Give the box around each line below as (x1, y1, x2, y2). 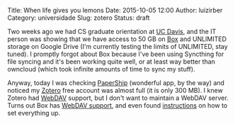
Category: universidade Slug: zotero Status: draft (7, 13, 150, 22)
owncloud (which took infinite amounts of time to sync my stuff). (7, 65, 196, 73)
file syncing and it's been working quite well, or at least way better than (7, 57, 216, 66)
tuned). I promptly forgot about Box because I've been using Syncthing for (7, 50, 224, 58)
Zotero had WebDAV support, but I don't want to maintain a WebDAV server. (7, 94, 229, 102)
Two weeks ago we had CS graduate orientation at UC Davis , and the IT (7, 28, 217, 35)
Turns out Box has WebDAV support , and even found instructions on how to (7, 101, 228, 109)
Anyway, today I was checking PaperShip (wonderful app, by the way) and (7, 79, 225, 87)
